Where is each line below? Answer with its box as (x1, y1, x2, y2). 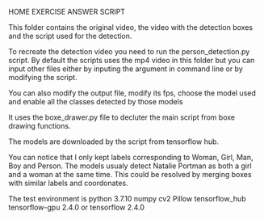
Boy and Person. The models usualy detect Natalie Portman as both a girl (8, 161, 252, 171)
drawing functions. (8, 121, 71, 130)
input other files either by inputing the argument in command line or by (8, 64, 244, 74)
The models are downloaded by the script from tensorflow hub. (8, 137, 220, 146)
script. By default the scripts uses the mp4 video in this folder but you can (8, 56, 255, 65)
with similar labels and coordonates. (8, 178, 128, 188)
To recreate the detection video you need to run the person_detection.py (8, 47, 250, 56)
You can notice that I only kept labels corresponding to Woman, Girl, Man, (8, 153, 254, 162)
